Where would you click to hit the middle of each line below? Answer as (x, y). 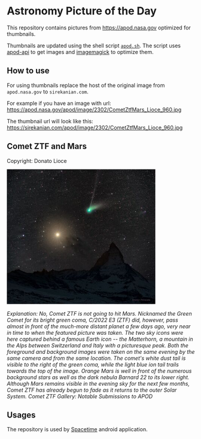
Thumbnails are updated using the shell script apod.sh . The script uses (94, 46)
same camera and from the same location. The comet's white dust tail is (96, 358)
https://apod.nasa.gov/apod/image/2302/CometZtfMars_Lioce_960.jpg (94, 110)
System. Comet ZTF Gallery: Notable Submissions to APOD (80, 396)
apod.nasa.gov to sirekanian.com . (48, 92)
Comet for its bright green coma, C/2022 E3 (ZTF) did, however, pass (92, 320)
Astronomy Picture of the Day (82, 11)
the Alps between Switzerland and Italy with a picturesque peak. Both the (98, 345)
